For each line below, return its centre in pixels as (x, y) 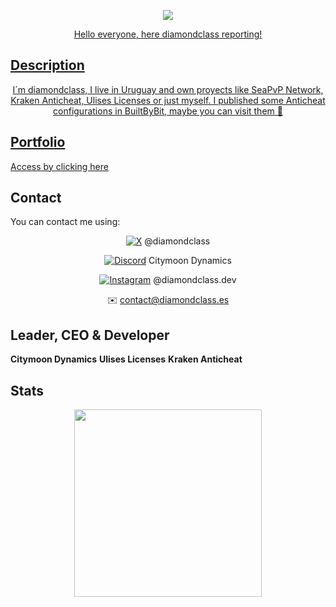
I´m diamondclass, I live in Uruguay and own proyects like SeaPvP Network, (168, 89)
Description (47, 65)
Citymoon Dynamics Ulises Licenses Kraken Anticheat (126, 359)
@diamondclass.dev (195, 280)
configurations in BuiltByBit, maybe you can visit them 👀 (168, 111)
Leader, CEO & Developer (90, 335)
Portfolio (38, 142)
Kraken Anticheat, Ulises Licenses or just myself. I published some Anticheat (168, 100)
